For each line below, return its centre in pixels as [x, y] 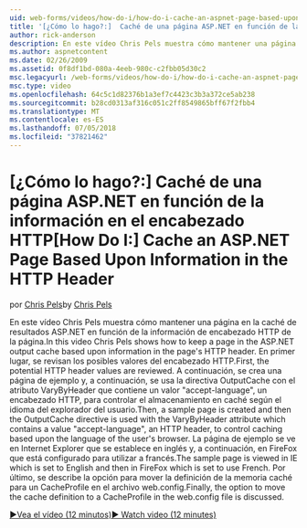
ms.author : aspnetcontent [58, 52]
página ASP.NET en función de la [137, 201]
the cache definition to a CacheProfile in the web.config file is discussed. [147, 496]
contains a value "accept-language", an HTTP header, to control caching [146, 428]
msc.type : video [40, 86]
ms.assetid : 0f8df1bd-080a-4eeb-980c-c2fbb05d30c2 [108, 69]
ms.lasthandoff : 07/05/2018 [63, 129]
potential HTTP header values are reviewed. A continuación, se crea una [146, 370]
